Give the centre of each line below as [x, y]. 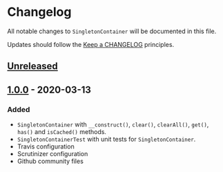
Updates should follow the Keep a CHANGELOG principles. [91, 44]
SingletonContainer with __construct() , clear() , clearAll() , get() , [113, 124]
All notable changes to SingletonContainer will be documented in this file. [112, 31]
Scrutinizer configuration [52, 154]
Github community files [50, 161]
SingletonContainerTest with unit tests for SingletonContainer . [106, 140]
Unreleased [33, 66]
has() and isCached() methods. [62, 132]
